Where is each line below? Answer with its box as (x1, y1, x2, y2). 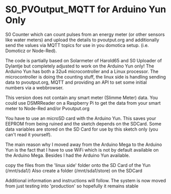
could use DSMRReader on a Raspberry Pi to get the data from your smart (5, 100, 161, 106)
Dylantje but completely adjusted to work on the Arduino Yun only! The (5, 63, 154, 69)
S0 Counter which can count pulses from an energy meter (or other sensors (5, 31, 165, 37)
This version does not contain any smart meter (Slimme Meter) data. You (5, 94, 158, 101)
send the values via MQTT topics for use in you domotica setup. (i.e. (5, 42, 149, 48)
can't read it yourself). (5, 131, 52, 137)
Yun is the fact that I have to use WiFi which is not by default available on (5, 147, 159, 153)
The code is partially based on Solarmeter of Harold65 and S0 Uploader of (5, 57, 162, 63)
